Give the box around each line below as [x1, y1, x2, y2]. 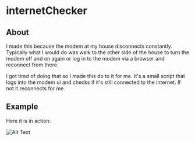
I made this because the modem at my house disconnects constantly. [6, 43, 173, 50]
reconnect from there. [6, 61, 59, 68]
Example [6, 102, 38, 112]
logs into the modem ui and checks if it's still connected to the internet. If [6, 79, 182, 86]
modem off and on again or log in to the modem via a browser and [6, 55, 165, 62]
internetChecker [6, 4, 87, 17]
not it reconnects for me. [6, 85, 65, 91]
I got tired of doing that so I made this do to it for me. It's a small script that [6, 73, 185, 79]
